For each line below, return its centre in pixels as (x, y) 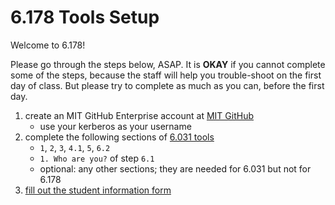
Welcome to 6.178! (48, 45)
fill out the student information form (98, 190)
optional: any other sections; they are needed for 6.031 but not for (175, 168)
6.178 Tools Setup (85, 17)
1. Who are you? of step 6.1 (97, 158)
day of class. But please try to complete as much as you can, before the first (167, 85)
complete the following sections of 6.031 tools (119, 137)
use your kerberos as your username (115, 126)
